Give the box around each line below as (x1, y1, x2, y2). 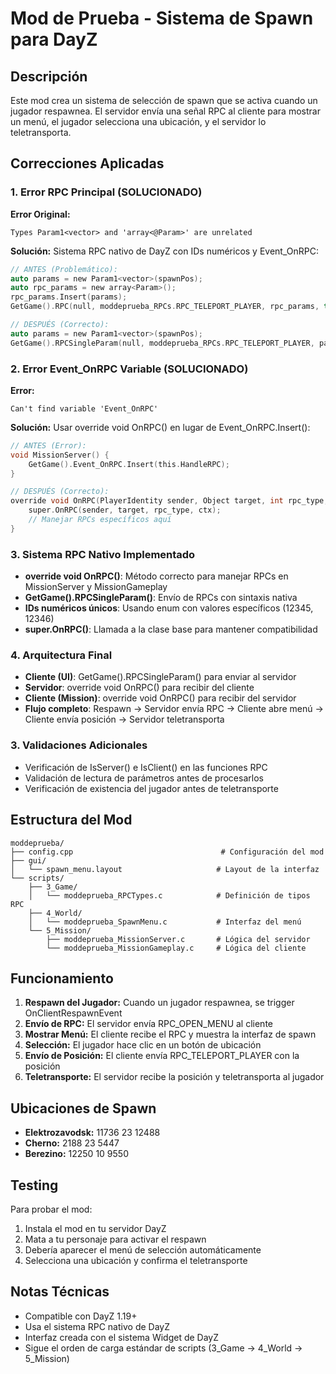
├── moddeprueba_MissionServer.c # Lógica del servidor (46, 934, 311, 944)
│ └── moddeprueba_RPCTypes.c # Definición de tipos (28, 890, 311, 901)
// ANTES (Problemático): (10, 264, 118, 274)
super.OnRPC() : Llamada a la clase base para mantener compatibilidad (24, 623, 318, 636)
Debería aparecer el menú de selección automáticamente (24, 1244, 262, 1256)
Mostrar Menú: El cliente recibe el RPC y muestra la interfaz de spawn (24, 1028, 317, 1041)
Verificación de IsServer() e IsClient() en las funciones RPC (24, 761, 268, 773)
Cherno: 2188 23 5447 (24, 1137, 120, 1149)
